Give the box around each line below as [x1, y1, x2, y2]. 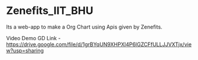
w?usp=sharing [6, 47, 44, 54]
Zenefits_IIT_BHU [6, 4, 93, 17]
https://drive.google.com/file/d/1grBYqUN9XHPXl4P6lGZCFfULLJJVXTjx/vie [6, 41, 192, 48]
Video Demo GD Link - [6, 34, 61, 41]
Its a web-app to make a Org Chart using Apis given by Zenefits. [6, 23, 163, 30]
